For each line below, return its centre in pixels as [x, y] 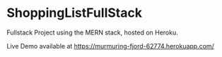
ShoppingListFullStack [75, 13]
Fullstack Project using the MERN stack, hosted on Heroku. [92, 32]
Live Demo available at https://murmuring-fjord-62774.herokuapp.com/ [111, 46]
